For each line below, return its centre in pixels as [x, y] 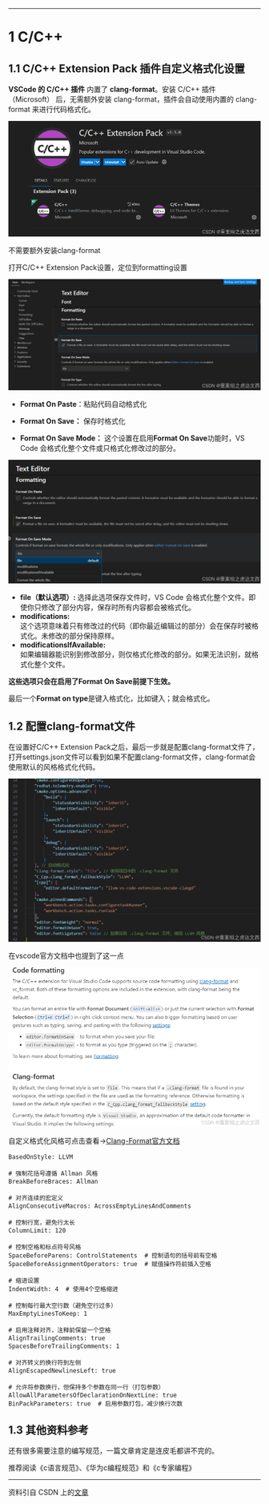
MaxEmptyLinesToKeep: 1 [48, 1313]
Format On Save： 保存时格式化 [72, 420]
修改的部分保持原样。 [83, 636]
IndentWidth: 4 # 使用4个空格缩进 [63, 1289]
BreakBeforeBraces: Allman [53, 1181]
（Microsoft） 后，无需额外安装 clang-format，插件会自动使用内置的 [121, 99]
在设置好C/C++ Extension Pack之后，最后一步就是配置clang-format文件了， [134, 747]
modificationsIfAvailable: [63, 645]
